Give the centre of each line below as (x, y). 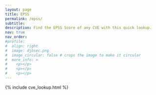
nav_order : (16, 37)
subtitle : (15, 23)
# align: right (22, 46)
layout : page (18, 10)
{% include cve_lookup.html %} (37, 87)
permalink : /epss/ (24, 19)
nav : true (15, 32)
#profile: (15, 42)
